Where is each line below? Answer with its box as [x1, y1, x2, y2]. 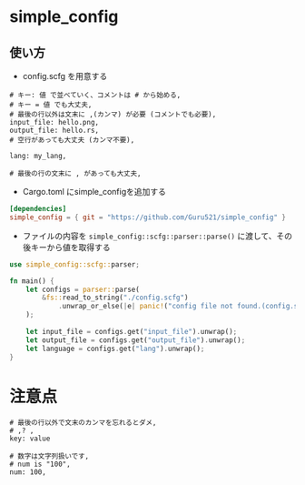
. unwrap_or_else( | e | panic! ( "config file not [57, 302, 233, 311]
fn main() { [9, 276, 54, 286]
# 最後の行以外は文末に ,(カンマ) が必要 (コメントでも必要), [9, 110, 217, 119]
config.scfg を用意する [22, 71, 108, 81]
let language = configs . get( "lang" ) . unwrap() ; [25, 344, 205, 353]
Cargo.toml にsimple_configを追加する [22, 187, 166, 197]
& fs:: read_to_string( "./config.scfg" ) [42, 293, 189, 302]
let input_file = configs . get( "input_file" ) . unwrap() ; [25, 327, 238, 336]
